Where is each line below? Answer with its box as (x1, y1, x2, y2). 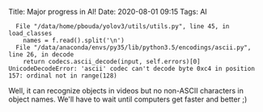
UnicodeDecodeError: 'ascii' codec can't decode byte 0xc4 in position (8, 64, 255, 73)
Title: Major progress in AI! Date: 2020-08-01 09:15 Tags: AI (8, 7, 208, 16)
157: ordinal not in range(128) (8, 72, 117, 80)
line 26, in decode (8, 51, 74, 59)
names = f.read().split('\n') (23, 36, 125, 44)
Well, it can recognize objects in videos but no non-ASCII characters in (8, 86, 244, 95)
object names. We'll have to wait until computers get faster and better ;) (8, 94, 248, 104)
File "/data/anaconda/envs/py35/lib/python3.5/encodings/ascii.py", (15, 44, 252, 52)
